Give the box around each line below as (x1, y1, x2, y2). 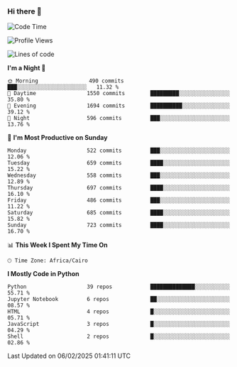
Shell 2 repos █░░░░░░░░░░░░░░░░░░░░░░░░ (7, 333, 231, 340)
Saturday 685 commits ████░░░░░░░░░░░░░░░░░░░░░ (7, 209, 231, 217)
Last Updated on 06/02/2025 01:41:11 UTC (7, 351, 131, 361)
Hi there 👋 (7, 6, 43, 16)
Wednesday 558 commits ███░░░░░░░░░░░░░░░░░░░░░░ (7, 172, 231, 180)
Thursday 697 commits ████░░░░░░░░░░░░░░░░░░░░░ (7, 185, 231, 192)
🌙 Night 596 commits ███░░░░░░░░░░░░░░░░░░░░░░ (7, 115, 231, 122)
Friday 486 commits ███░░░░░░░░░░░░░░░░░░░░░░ (7, 197, 231, 204)
